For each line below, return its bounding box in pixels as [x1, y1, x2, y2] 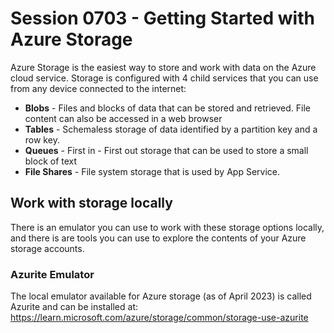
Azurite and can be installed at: [10, 301, 139, 313]
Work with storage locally [10, 195, 173, 212]
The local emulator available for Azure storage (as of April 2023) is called [10, 290, 312, 302]
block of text [24, 155, 78, 167]
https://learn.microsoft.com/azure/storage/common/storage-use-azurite [10, 312, 309, 324]
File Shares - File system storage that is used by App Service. [24, 165, 280, 177]
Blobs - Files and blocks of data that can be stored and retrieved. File [24, 102, 312, 114]
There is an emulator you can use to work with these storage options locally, [10, 221, 325, 233]
